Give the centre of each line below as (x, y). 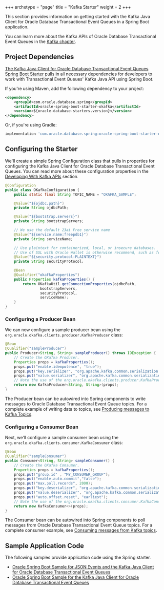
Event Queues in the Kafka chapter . (41, 42)
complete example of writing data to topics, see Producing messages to (77, 409)
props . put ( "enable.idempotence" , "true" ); (58, 367)
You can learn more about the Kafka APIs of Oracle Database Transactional (81, 36)
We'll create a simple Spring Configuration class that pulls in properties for (80, 161)
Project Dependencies (40, 57)
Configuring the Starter (41, 149)
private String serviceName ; (43, 239)
